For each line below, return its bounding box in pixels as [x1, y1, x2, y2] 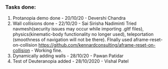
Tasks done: [5, 4, 36, 11]
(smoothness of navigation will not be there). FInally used [12, 37, 133, 43]
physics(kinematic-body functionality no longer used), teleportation [12, 31, 154, 38]
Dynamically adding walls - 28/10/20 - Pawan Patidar [12, 53, 124, 59]
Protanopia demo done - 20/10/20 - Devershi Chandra [12, 15, 126, 21]
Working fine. [34, 47, 63, 54]
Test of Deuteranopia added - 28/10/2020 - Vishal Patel [12, 58, 129, 64]
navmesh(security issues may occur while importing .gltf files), [12, 26, 144, 32]
